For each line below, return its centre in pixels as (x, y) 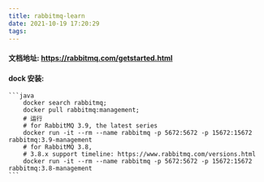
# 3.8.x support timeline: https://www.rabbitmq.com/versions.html (139, 154)
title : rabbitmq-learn (47, 16)
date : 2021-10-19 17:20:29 (54, 24)
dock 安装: (26, 78)
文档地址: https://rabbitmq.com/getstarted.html (91, 58)
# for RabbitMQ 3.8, (58, 147)
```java (22, 96)
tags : (17, 31)
